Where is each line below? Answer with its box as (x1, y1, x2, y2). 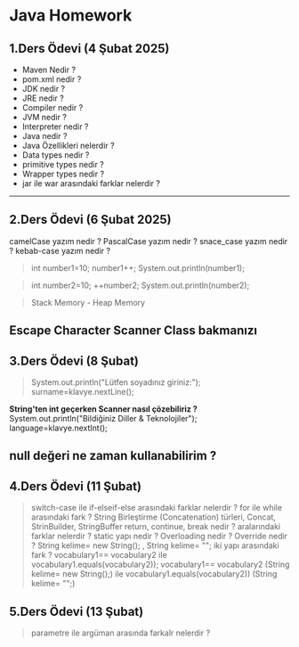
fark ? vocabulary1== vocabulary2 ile (30, 550, 167, 561)
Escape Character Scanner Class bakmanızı (9, 323, 258, 339)
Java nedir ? (21, 131, 68, 141)
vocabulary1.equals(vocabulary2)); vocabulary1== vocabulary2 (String (30, 559, 290, 570)
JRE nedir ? (21, 93, 64, 103)
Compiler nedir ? (21, 102, 84, 112)
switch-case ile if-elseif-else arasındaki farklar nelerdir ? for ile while (30, 503, 283, 513)
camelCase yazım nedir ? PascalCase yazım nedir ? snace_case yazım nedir (9, 235, 288, 246)
